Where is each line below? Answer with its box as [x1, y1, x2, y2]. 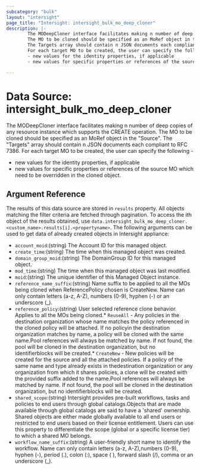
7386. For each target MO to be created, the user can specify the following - [6, 148, 193, 155]
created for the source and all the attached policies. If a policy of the [14, 356, 183, 363]
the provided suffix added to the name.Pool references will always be [14, 375, 185, 382]
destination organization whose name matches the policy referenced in [14, 318, 189, 325]
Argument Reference [6, 189, 86, 199]
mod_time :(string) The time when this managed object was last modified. [14, 267, 192, 275]
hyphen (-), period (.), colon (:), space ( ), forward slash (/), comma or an [14, 451, 193, 459]
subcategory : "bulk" [6, 8, 58, 15]
